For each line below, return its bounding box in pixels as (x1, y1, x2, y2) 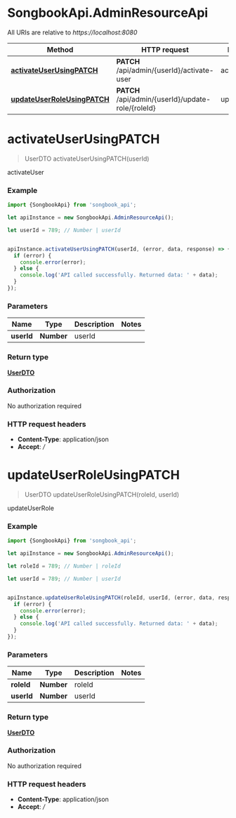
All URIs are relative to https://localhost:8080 (7, 28, 138, 36)
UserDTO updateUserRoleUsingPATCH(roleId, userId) (24, 490, 180, 499)
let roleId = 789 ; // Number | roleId (7, 563, 121, 570)
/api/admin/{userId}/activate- (116, 65, 214, 75)
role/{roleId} (116, 103, 156, 113)
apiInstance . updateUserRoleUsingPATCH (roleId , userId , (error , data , (7, 594, 216, 601)
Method (46, 44, 74, 54)
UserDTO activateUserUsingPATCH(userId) (24, 154, 150, 163)
